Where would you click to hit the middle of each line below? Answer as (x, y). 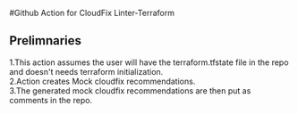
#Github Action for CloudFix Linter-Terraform (92, 13)
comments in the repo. (51, 100)
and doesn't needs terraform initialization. (86, 71)
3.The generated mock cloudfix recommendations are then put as (130, 90)
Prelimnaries (46, 41)
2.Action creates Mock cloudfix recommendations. (102, 81)
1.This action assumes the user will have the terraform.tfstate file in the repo (149, 62)
